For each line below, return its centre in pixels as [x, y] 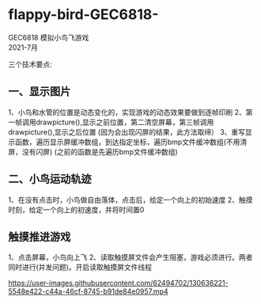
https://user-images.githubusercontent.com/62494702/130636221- [118, 283]
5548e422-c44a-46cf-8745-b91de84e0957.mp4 [88, 291]
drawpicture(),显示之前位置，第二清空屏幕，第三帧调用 [125, 122]
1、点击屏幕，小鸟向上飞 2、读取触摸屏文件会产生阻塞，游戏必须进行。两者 [130, 257]
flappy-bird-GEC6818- [83, 15]
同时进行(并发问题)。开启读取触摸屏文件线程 [80, 268]
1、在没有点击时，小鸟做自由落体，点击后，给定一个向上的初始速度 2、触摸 [130, 199]
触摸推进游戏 [40, 236]
